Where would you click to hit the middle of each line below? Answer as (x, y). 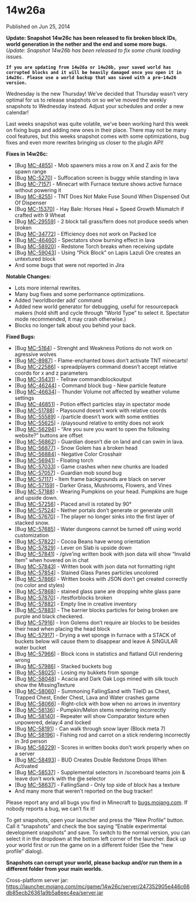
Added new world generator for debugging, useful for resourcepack (97, 307)
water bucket (30, 647)
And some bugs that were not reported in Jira (69, 265)
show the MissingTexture (45, 685)
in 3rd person (31, 741)
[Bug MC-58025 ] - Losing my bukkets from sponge (77, 672)
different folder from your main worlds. (55, 869)
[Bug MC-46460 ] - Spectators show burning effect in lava (85, 240)
